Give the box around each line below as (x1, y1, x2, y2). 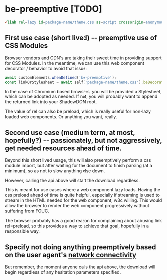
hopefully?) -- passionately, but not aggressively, (5, 136, 162, 145)
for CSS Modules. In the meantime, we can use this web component (5, 60, 144, 66)
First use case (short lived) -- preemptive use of (5, 34, 157, 42)
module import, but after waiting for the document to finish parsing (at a (5, 163, 153, 169)
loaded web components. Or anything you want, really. (5, 114, 117, 120)
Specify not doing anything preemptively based (5, 243, 156, 251)
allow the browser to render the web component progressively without (5, 203, 149, 209)
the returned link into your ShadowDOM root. (5, 99, 97, 105)
